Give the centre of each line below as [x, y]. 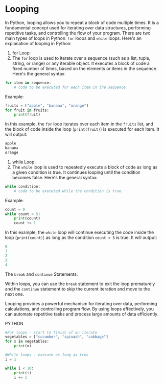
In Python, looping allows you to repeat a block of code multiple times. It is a [82, 23]
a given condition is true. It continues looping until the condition [76, 172]
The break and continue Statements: [42, 274]
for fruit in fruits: [27, 110]
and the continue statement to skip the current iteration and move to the [78, 289]
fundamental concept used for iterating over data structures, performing [78, 27]
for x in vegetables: [27, 341]
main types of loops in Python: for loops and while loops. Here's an [73, 38]
